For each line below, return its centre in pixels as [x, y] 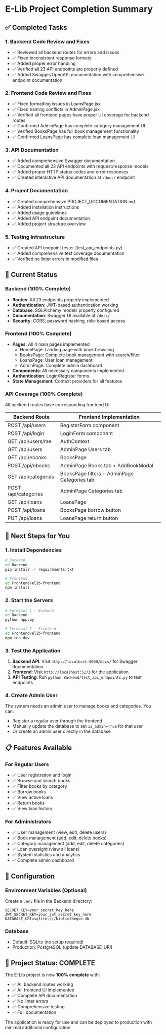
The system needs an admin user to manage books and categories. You [78, 706]
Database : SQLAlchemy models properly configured [66, 310]
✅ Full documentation [34, 1012]
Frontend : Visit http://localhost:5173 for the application [70, 672]
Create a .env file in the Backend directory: [49, 901]
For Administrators [28, 822]
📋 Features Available [39, 747]
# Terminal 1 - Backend [30, 610]
